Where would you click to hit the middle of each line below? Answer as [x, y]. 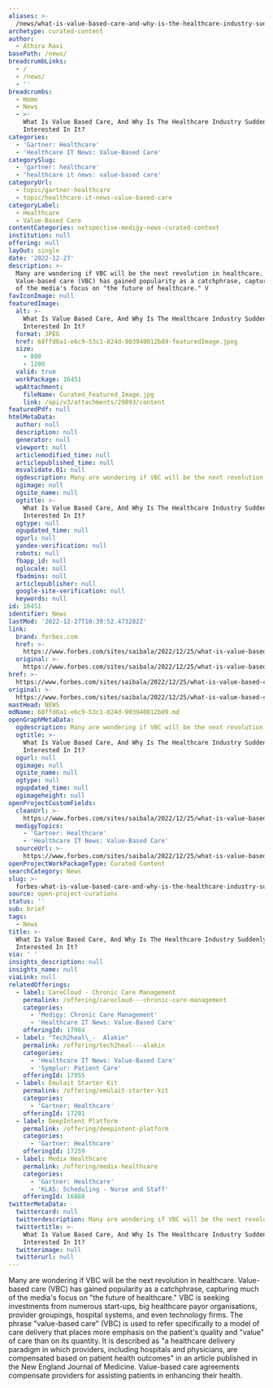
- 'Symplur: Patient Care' [76, 1068]
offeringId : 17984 [54, 1031]
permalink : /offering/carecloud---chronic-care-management [125, 1000]
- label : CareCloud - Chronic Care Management [96, 992]
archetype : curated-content [56, 31]
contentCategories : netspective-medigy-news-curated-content [114, 228]
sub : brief [27, 909]
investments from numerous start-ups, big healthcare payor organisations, [133, 1307]
